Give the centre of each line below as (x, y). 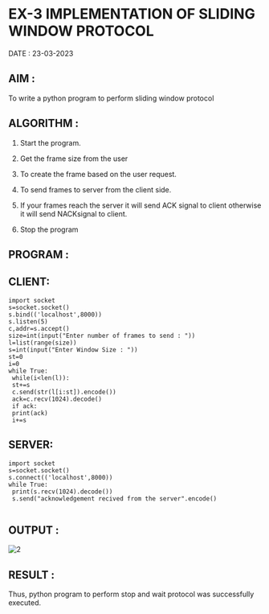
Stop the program (49, 229)
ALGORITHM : (43, 124)
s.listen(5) (28, 321)
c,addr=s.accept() (39, 328)
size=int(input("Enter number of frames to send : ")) (102, 336)
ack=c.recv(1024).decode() (57, 399)
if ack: (24, 406)
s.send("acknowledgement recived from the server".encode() (114, 499)
